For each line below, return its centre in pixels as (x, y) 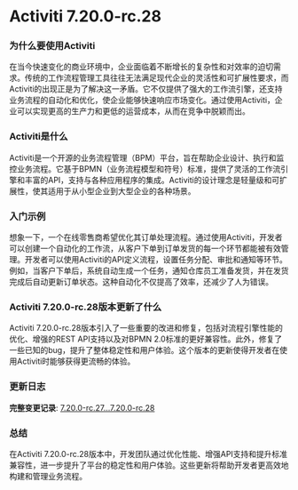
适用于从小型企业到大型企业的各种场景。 (122, 191)
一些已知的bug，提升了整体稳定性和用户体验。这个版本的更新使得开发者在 (145, 350)
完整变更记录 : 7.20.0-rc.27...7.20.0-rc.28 (82, 407)
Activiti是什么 (39, 137)
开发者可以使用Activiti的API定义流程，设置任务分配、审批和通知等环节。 (156, 260)
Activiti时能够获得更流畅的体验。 (76, 361)
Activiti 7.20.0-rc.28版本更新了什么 (86, 307)
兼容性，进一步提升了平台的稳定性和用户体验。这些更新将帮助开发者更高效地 (149, 465)
